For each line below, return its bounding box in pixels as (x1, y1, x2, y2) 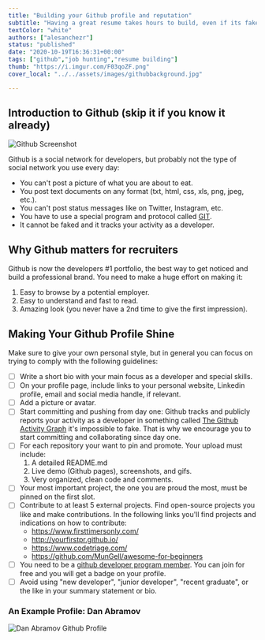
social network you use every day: (8, 163, 120, 173)
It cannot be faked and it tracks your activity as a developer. (19, 220, 215, 229)
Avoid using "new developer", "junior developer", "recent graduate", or (19, 577, 248, 586)
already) (8, 119, 50, 132)
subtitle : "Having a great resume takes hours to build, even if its (8, 19, 242, 27)
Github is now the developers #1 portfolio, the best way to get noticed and (8, 264, 248, 273)
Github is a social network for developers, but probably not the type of (8, 154, 237, 164)
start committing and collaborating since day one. (19, 433, 181, 442)
